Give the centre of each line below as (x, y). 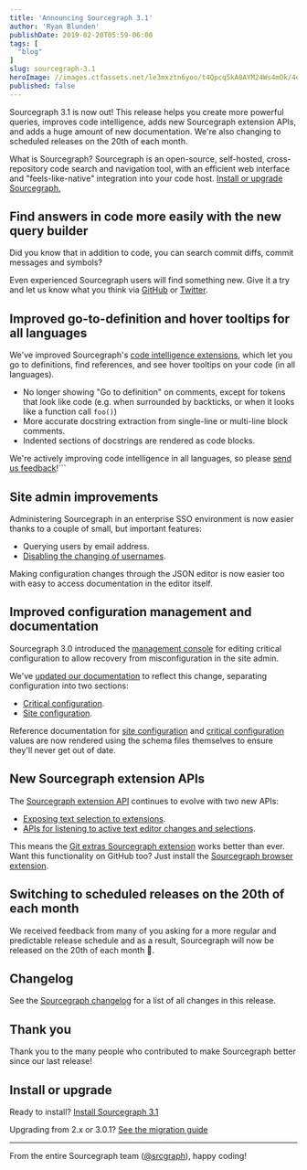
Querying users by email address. (86, 547)
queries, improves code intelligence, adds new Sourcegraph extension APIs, (153, 122)
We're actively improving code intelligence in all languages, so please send (151, 459)
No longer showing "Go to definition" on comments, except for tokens (154, 392)
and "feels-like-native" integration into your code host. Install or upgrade (146, 178)
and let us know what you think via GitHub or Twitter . (109, 290)
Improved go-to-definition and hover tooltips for (150, 319)
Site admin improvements (84, 497)
